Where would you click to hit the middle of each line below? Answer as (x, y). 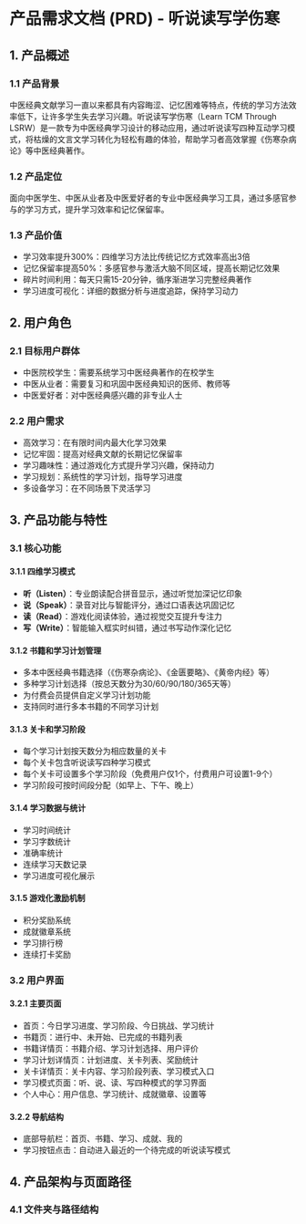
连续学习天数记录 (55, 864)
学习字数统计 (46, 841)
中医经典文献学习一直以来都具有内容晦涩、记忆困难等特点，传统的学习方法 (149, 105)
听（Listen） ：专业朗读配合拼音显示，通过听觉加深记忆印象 (133, 593)
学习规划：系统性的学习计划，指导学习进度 (102, 477)
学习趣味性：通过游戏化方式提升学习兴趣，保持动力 (118, 465)
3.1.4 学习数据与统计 (48, 807)
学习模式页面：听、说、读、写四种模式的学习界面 (114, 1083)
